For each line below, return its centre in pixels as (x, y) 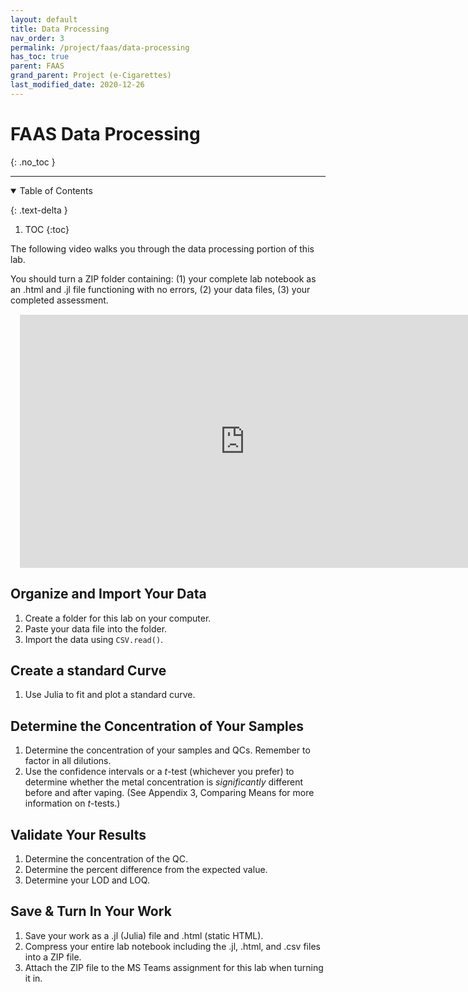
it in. (33, 978)
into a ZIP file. (53, 957)
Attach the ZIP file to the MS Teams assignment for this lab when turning (174, 967)
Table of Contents (56, 190)
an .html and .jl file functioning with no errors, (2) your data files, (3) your (160, 289)
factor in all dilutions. (68, 761)
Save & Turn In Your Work (91, 911)
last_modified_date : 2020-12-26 (77, 85)
